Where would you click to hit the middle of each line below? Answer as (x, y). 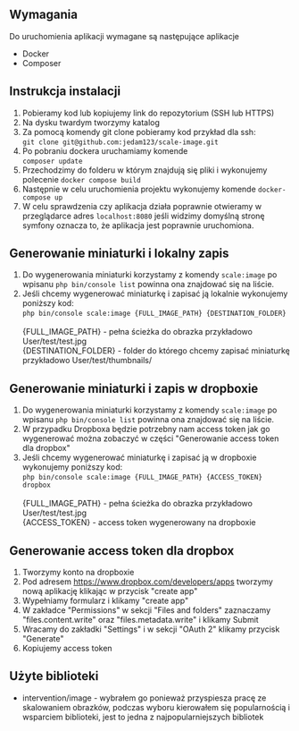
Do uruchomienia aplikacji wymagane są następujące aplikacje (124, 36)
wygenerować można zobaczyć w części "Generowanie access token (150, 438)
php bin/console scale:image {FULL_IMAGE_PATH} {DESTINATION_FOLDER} (154, 314)
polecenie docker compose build (81, 179)
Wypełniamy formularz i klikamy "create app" (105, 601)
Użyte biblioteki (54, 676)
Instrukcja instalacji (65, 92)
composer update (52, 161)
